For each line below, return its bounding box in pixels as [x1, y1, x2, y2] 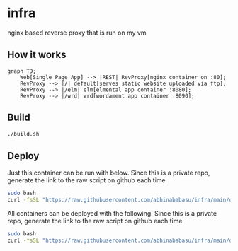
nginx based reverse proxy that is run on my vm [7, 28, 147, 37]
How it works [7, 49, 67, 61]
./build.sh [7, 130, 40, 137]
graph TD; [7, 67, 37, 75]
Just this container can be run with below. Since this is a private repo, [7, 168, 210, 177]
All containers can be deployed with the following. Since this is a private [7, 209, 217, 217]
